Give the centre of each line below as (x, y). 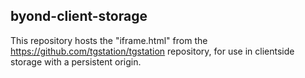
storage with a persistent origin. (76, 61)
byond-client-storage (79, 16)
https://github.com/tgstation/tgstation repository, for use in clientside (152, 51)
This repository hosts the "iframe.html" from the (109, 40)
